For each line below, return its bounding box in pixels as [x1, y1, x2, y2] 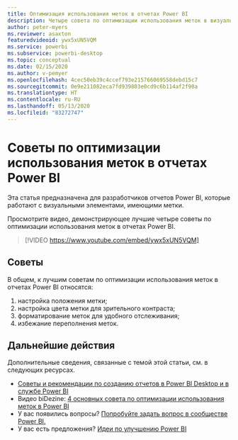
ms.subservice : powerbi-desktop [7, 50, 103, 57]
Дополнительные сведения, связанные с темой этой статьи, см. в [7, 359, 208, 367]
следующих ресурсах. [7, 366, 76, 374]
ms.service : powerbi [7, 43, 69, 50]
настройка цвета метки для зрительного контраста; [17, 304, 176, 312]
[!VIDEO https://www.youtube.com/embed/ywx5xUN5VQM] [24, 235, 200, 244]
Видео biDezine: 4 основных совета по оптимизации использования [17, 395, 225, 403]
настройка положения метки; [17, 296, 108, 305]
